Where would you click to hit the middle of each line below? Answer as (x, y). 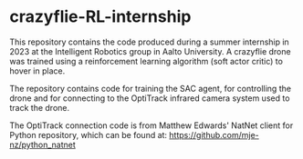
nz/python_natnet (42, 144)
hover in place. (37, 71)
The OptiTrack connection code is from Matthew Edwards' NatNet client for (151, 125)
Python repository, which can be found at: (88, 134)
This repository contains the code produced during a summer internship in (149, 42)
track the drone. (40, 107)
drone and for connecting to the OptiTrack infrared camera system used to (150, 98)
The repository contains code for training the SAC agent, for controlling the (151, 88)
